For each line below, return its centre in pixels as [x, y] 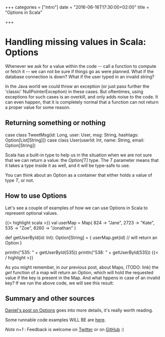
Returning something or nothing [55, 123]
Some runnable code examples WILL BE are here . [56, 320]
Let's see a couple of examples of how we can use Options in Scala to [77, 208]
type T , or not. [20, 180]
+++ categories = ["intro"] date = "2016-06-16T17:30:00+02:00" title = [77, 7]
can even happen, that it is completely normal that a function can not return [82, 102]
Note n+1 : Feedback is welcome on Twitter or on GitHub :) [65, 330]
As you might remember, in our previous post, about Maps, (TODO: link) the [82, 267]
